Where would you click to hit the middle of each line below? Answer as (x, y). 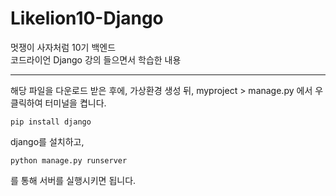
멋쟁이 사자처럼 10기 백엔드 (63, 47)
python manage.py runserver (69, 160)
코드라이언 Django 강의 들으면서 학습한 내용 (96, 59)
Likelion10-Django (87, 18)
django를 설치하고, (47, 141)
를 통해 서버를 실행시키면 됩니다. (73, 180)
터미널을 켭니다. (75, 103)
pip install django (51, 122)
